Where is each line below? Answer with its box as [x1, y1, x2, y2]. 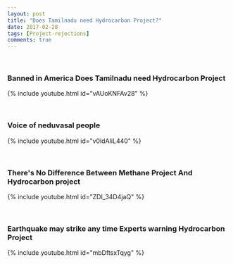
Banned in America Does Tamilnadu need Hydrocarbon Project [7, 73, 226, 83]
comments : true [7, 37, 52, 44]
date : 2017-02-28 [7, 23, 58, 30]
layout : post [7, 10, 46, 18]
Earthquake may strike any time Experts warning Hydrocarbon [7, 223, 225, 233]
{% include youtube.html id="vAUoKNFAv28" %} [7, 89, 149, 98]
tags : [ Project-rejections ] [7, 30, 90, 37]
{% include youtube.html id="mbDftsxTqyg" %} [7, 249, 144, 257]
